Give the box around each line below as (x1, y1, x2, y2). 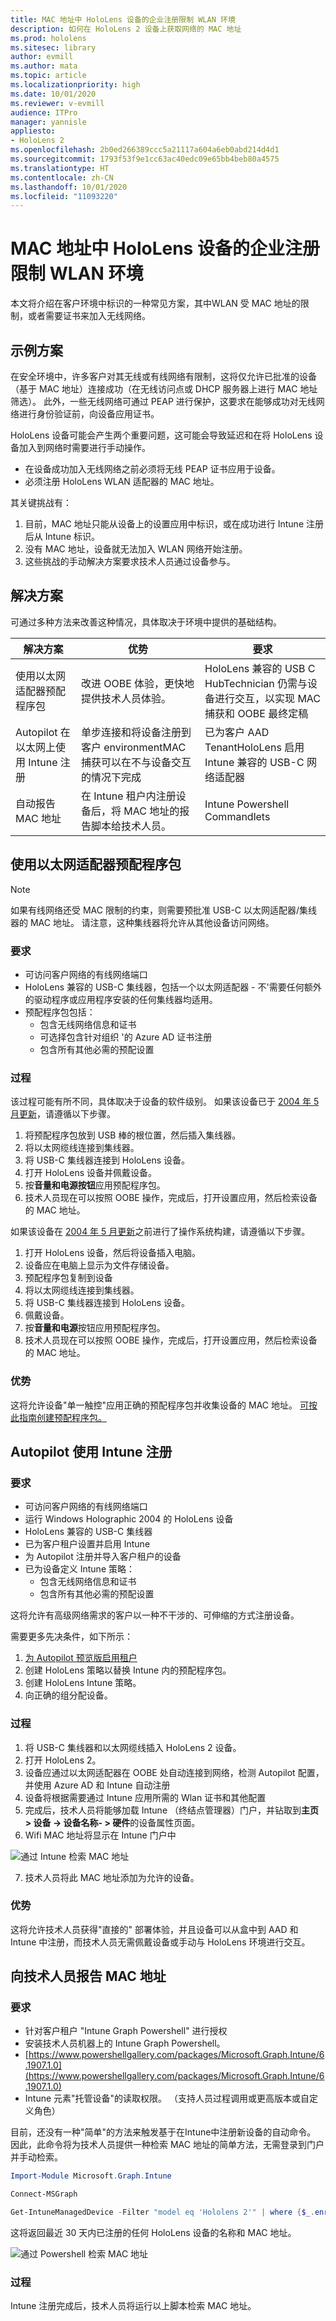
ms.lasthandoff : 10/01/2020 (10, 182, 128, 192)
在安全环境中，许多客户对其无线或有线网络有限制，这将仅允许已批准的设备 (10, 371, 317, 382)
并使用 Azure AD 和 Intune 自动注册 (24, 1779, 171, 1791)
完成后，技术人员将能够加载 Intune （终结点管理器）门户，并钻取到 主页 (24, 1804, 319, 1816)
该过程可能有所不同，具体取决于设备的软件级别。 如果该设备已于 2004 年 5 (10, 1096, 320, 1108)
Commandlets (204, 809, 271, 823)
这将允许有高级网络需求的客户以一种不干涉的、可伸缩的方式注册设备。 (10, 1609, 300, 1621)
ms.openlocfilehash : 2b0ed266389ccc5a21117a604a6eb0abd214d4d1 (10, 145, 280, 155)
